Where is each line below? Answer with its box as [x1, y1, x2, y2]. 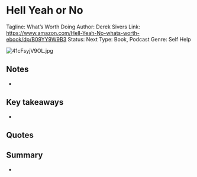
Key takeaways [6, 97, 64, 107]
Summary [6, 150, 43, 160]
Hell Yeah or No [6, 4, 83, 17]
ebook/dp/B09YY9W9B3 [6, 36, 67, 43]
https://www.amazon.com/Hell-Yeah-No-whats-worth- [6, 29, 140, 36]
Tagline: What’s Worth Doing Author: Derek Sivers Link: [6, 23, 141, 30]
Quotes [6, 130, 34, 140]
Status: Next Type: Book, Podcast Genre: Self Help [67, 36, 191, 43]
